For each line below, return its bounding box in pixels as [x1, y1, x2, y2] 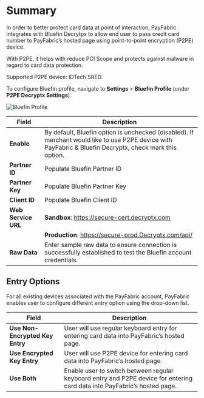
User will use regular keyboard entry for [64, 324, 177, 332]
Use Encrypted [9, 349, 53, 357]
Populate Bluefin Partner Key [44, 182, 126, 190]
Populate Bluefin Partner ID [44, 164, 122, 173]
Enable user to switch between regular [64, 366, 174, 375]
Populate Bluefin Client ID [44, 195, 117, 204]
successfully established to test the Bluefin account [44, 248, 192, 256]
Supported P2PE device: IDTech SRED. [6, 73, 103, 80]
